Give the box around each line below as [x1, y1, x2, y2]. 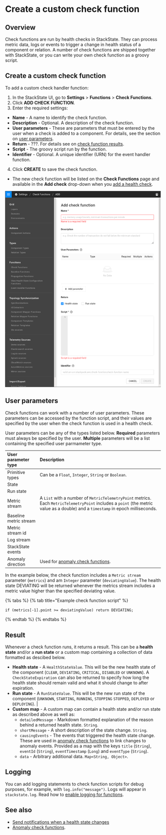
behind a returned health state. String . [19, 722, 99, 728]
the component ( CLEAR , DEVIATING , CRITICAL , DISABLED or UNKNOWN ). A [12, 669, 149, 675]
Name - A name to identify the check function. [12, 114, 107, 120]
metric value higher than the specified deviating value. [5, 588, 116, 594]
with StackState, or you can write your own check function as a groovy [5, 52, 150, 58]
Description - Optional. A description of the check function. [12, 120, 134, 126]
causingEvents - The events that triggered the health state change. [19, 732, 156, 738]
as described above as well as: [12, 711, 75, 717]
